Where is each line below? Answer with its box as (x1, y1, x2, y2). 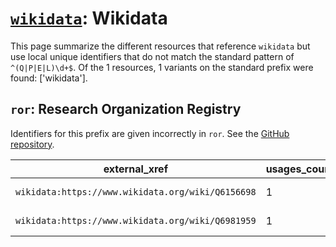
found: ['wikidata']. (10, 72, 88, 84)
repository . (10, 138, 55, 150)
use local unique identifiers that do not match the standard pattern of (10, 50, 295, 62)
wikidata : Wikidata (10, 7, 168, 30)
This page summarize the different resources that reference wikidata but (10, 40, 311, 52)
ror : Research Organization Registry (10, 101, 242, 118)
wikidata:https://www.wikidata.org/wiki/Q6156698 (15, 186, 257, 197)
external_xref (103, 162, 169, 176)
